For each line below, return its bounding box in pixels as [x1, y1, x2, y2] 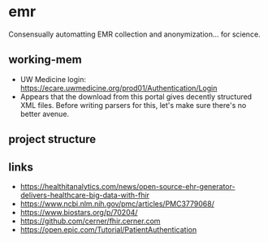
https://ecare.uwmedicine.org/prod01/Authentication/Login [19, 83, 218, 93]
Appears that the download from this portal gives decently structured [19, 92, 253, 102]
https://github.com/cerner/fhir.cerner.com [19, 216, 161, 226]
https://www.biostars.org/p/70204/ [19, 207, 138, 217]
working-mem [8, 53, 83, 67]
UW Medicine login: [19, 74, 87, 84]
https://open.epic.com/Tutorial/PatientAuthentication [19, 224, 197, 234]
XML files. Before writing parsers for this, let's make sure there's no [19, 100, 247, 110]
